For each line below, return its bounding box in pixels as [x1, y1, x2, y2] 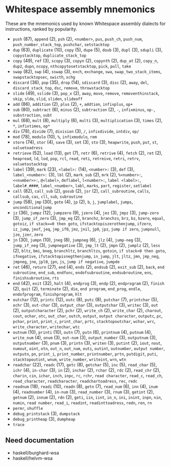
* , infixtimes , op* [12, 123, 51, 129]
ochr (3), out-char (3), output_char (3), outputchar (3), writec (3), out [12, 301, 158, 308]
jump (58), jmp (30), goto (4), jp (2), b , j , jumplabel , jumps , [12, 198, 134, 205]
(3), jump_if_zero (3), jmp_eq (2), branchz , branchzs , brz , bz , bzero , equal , [12, 215, 165, 221]
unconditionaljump [12, 205, 52, 210]
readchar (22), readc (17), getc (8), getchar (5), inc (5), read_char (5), [12, 361, 157, 367]
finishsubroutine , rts [12, 274, 59, 281]
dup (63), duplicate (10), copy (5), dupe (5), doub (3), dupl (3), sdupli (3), [12, 46, 163, 53]
